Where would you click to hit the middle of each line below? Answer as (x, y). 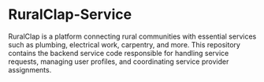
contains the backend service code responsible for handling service (119, 53)
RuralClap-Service (70, 15)
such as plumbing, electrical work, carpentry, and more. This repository (124, 44)
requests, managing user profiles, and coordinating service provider (119, 61)
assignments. (30, 69)
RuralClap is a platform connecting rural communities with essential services (132, 36)
